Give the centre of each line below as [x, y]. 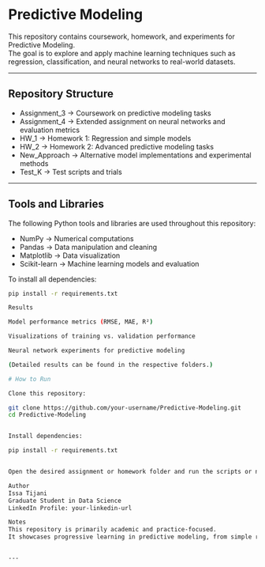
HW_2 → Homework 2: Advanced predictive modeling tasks [117, 146]
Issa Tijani [28, 493]
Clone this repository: [47, 393]
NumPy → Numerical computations [77, 238]
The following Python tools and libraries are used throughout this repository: [132, 223]
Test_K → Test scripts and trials [71, 172]
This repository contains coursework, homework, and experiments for [121, 36]
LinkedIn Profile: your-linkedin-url [70, 508]
